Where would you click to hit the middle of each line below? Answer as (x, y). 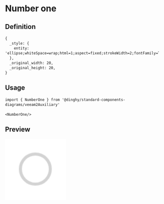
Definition (20, 27)
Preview (18, 130)
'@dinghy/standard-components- (93, 100)
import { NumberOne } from (32, 100)
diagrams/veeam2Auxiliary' (32, 104)
